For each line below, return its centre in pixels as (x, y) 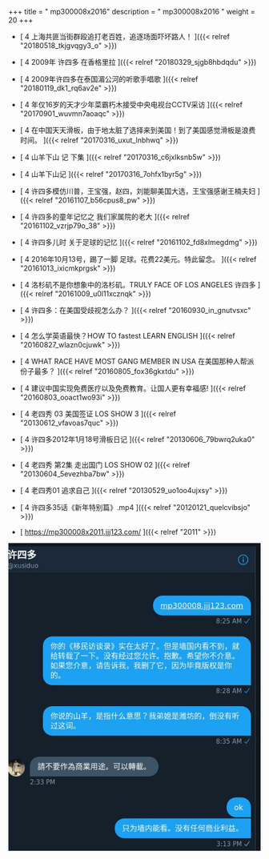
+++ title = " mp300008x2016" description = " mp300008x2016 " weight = (132, 12)
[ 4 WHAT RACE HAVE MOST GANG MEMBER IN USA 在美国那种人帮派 (137, 361)
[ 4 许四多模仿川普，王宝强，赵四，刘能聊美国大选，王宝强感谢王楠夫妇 (138, 191)
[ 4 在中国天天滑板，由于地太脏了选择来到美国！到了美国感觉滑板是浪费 (138, 130)
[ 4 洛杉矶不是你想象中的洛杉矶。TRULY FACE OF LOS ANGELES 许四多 (138, 285)
